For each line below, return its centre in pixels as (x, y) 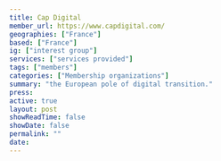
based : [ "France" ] (43, 42)
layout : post (33, 109)
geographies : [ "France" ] (55, 34)
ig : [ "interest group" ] (53, 51)
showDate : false (39, 126)
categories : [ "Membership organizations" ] (89, 76)
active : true (33, 101)
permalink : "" (36, 134)
